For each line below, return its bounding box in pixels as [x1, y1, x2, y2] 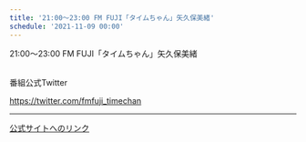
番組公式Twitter [9, 76, 68, 87]
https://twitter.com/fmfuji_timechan [9, 95, 142, 106]
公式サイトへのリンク [9, 122, 89, 133]
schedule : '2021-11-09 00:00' [9, 22, 125, 31]
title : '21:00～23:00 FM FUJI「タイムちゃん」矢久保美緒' [9, 13, 215, 23]
